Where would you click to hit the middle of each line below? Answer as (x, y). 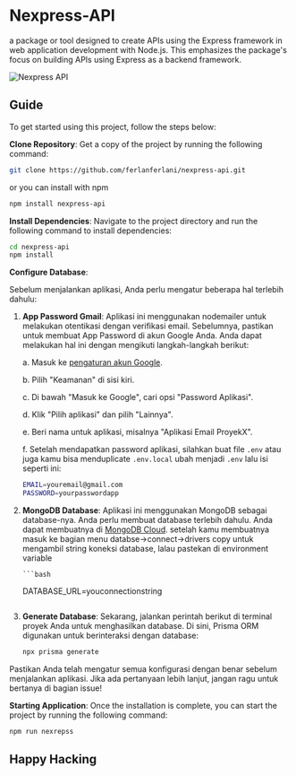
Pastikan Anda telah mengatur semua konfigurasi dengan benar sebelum (143, 668)
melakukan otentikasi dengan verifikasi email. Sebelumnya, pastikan (148, 326)
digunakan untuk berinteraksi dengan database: (110, 635)
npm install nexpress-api (57, 204)
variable (37, 558)
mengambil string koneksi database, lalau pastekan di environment (145, 549)
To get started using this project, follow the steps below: (113, 126)
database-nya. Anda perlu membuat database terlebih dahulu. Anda (147, 520)
